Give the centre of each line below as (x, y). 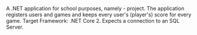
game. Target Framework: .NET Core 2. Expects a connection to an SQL (93, 21)
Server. (15, 27)
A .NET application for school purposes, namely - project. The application (95, 8)
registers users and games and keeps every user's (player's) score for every (99, 15)
